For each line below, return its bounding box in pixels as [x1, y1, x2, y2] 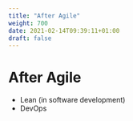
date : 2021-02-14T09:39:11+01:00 [8, 26, 120, 34]
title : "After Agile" [8, 11, 81, 20]
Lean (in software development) [19, 95, 126, 105]
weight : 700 [8, 19, 48, 27]
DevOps [19, 103, 47, 113]
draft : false [8, 34, 52, 42]
